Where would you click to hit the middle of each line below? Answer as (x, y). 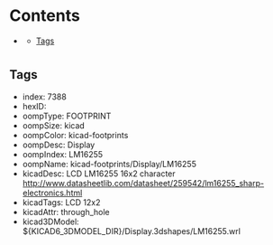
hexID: (34, 106)
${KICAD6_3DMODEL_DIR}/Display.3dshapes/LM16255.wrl (132, 231)
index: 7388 (45, 97)
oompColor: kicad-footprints (75, 135)
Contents (45, 16)
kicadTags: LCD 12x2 (61, 202)
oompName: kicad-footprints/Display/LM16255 (109, 164)
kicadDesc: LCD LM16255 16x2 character (99, 174)
